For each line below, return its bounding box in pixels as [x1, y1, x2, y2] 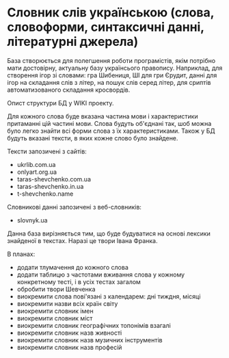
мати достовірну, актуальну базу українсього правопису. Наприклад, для [7, 64, 223, 72]
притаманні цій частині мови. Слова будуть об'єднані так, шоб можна [7, 119, 212, 127]
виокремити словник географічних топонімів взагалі [16, 321, 171, 329]
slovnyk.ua [16, 216, 48, 224]
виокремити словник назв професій [16, 343, 122, 351]
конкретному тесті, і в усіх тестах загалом [16, 277, 142, 285]
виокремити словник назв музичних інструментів [16, 335, 163, 344]
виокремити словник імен [16, 307, 94, 315]
